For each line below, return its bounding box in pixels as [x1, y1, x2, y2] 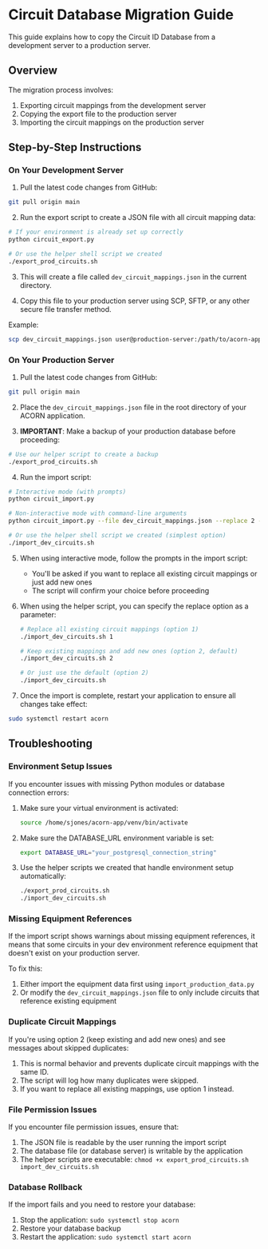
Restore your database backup [19, 1223, 121, 1233]
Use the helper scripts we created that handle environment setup [19, 863, 234, 872]
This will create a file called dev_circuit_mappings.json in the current [19, 272, 247, 281]
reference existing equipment [19, 996, 117, 1006]
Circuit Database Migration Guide [8, 6, 234, 24]
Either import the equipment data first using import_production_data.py [19, 980, 255, 989]
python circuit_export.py [8, 236, 94, 244]
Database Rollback [8, 1181, 83, 1192]
